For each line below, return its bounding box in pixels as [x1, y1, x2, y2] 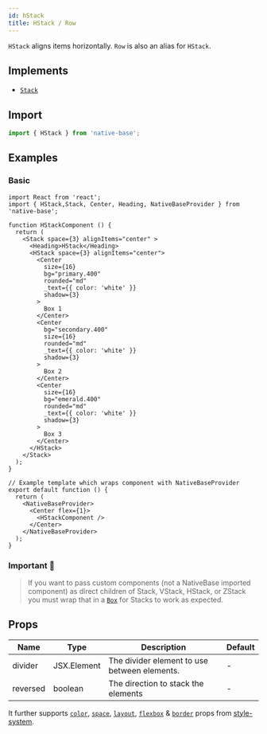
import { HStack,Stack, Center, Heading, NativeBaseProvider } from [8, 200, 240, 208]
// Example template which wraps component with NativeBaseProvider [8, 478, 240, 486]
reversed [12, 682, 46, 693]
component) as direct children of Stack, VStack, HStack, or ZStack [27, 586, 246, 595]
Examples [8, 151, 58, 165]
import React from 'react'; [8, 193, 102, 201]
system [8, 716, 33, 726]
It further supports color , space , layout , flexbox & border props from [8, 708, 232, 717]
